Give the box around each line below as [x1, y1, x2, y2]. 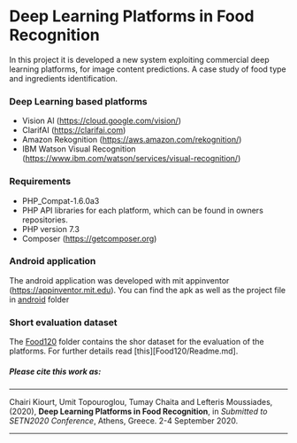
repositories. [21, 214, 68, 225]
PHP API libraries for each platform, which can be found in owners [21, 205, 263, 215]
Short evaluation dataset [9, 316, 118, 329]
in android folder [9, 294, 70, 305]
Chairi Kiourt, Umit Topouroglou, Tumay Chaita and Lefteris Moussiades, [9, 397, 273, 408]
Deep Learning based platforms [9, 95, 148, 107]
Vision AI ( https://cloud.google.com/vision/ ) [21, 115, 182, 126]
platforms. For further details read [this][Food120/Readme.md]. [9, 346, 239, 356]
